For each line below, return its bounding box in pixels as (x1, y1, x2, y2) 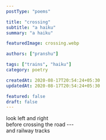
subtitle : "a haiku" (6, 24, 56, 30)
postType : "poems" (6, 8, 51, 15)
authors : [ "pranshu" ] (6, 51, 59, 57)
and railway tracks (6, 127, 51, 134)
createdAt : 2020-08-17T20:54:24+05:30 (6, 77, 100, 83)
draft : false (6, 99, 38, 105)
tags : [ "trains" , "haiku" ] (6, 62, 72, 68)
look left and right (6, 115, 48, 122)
